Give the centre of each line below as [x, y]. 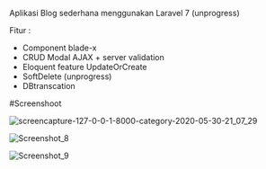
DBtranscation [49, 86]
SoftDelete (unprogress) [67, 76]
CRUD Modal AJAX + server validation [93, 57]
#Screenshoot [35, 103]
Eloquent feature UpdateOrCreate [84, 67]
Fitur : [20, 30]
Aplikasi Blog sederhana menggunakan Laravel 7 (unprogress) [124, 13]
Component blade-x [59, 48]
